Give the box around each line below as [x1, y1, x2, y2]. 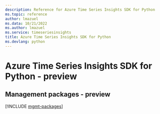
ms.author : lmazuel [5, 26, 45, 30]
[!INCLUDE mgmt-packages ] [5, 103, 63, 109]
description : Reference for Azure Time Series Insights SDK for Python [5, 7, 155, 12]
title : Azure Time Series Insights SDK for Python [5, 35, 111, 40]
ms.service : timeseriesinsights [5, 30, 71, 35]
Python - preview [5, 71, 77, 82]
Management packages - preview [5, 90, 111, 99]
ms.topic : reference [5, 12, 48, 17]
